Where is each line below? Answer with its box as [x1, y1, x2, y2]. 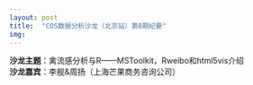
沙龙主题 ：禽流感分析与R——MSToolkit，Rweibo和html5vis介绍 [9, 55, 245, 66]
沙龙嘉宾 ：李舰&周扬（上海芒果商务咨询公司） [9, 66, 181, 77]
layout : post [9, 13, 59, 22]
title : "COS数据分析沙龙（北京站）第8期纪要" [9, 21, 167, 30]
